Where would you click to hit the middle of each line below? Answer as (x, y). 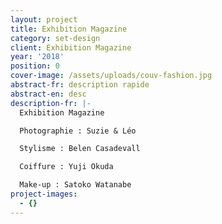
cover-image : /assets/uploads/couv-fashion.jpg (111, 76)
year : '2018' (37, 57)
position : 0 (35, 66)
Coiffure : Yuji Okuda (66, 167)
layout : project (44, 19)
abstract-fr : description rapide (80, 85)
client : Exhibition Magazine (71, 47)
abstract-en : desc (48, 94)
